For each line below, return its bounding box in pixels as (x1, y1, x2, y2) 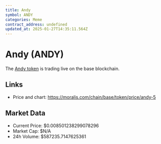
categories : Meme (5, 17, 42, 22)
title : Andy (5, 7, 31, 13)
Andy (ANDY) (5, 49, 64, 60)
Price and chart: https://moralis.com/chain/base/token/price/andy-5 (12, 94, 156, 100)
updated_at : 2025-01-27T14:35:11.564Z (5, 27, 88, 32)
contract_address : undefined (5, 22, 67, 27)
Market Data (5, 109, 45, 118)
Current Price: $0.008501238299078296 (12, 122, 99, 129)
